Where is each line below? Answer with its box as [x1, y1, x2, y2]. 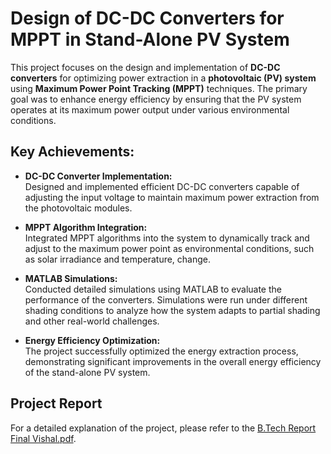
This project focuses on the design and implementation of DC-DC [10, 61, 281, 73]
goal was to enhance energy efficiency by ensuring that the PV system [10, 93, 302, 105]
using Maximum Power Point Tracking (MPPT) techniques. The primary [10, 82, 308, 94]
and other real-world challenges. [24, 315, 160, 327]
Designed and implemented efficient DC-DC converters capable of [24, 180, 300, 192]
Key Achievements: [10, 143, 135, 161]
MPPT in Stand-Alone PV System [10, 28, 290, 51]
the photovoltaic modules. [24, 202, 133, 214]
